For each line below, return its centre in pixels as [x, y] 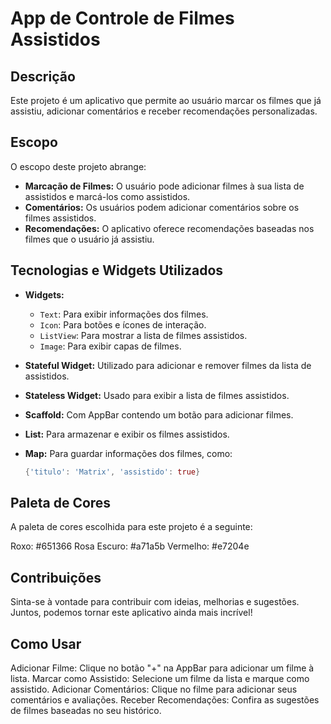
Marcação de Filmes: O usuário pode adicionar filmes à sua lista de [164, 186]
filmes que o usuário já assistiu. [89, 239]
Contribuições [56, 577]
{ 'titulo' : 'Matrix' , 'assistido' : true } [112, 472]
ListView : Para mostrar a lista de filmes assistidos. [143, 335]
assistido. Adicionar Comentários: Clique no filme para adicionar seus [154, 689]
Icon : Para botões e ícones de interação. [123, 324]
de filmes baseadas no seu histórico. [86, 710]
